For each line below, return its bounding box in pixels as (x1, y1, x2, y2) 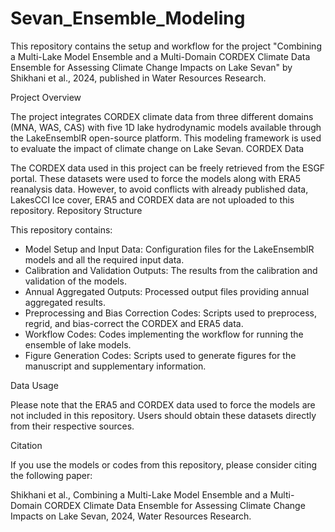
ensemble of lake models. (24, 338, 132, 351)
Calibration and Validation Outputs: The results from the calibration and (24, 264, 318, 276)
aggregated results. (24, 296, 106, 308)
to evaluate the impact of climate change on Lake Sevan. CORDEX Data (10, 142, 305, 154)
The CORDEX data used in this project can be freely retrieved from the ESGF (10, 162, 326, 174)
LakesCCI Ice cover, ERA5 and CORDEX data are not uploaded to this (10, 193, 295, 206)
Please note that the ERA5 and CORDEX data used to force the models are (10, 398, 316, 411)
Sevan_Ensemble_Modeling (10, 7, 246, 30)
